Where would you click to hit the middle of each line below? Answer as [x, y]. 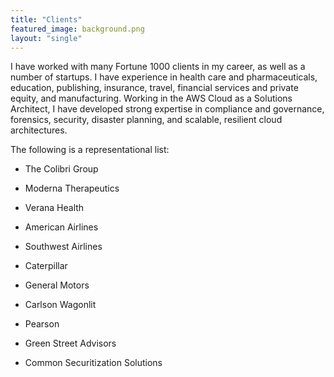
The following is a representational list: [90, 150]
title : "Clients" [46, 19]
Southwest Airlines [63, 247]
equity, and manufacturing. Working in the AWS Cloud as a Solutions [151, 98]
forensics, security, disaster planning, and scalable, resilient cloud [146, 120]
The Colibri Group [61, 169]
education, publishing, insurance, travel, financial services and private [154, 88]
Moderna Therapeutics [72, 188]
